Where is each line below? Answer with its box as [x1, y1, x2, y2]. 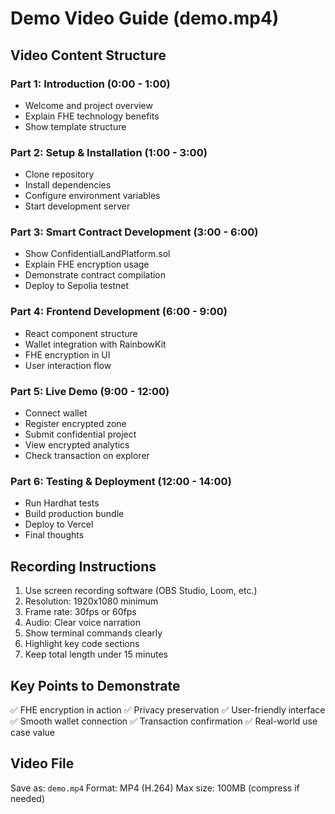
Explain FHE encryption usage [24, 258, 150, 271]
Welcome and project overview [24, 99, 153, 111]
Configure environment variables [24, 190, 161, 202]
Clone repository [24, 168, 95, 181]
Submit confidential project [24, 428, 137, 441]
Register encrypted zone [24, 418, 127, 430]
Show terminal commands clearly [24, 627, 163, 639]
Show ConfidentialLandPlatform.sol [24, 248, 171, 260]
